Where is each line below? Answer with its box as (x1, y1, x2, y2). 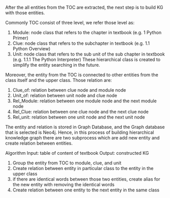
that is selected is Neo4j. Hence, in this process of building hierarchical (5, 129, 154, 135)
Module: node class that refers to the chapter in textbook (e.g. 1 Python (12, 30, 161, 35)
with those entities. (5, 10, 45, 16)
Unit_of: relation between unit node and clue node (12, 93, 118, 98)
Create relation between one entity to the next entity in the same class (12, 187, 160, 193)
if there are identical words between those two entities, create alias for (12, 176, 160, 182)
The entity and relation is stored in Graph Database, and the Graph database (5, 124, 165, 130)
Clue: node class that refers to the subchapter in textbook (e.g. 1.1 (12, 40, 150, 46)
